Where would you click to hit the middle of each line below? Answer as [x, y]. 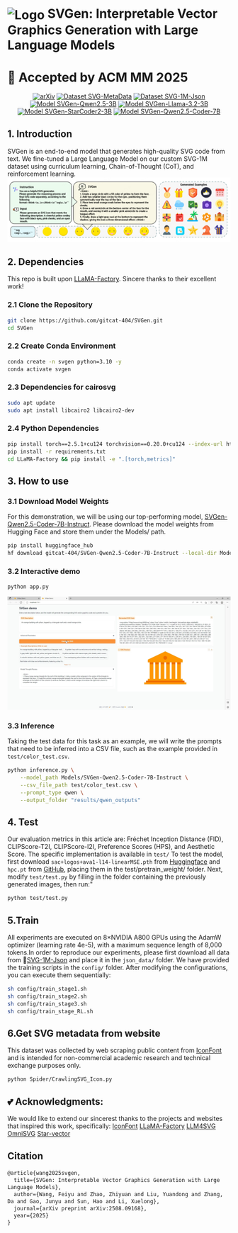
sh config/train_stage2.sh [47, 996]
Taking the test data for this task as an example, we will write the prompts [114, 741]
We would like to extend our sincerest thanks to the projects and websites [115, 1119]
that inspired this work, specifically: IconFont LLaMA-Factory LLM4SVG [112, 1126]
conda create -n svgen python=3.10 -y [64, 361]
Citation [25, 1156]
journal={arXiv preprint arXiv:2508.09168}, [80, 1208]
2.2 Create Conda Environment [62, 346]
